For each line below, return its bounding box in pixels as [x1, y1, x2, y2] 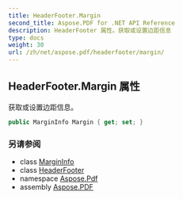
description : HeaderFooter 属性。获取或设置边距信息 [8, 26, 172, 34]
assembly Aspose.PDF [19, 182, 93, 191]
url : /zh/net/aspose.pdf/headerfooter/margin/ [8, 48, 165, 56]
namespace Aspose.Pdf [19, 174, 98, 183]
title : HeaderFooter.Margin [8, 11, 101, 20]
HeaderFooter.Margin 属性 [8, 80, 140, 94]
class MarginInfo [19, 156, 74, 166]
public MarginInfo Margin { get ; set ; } [8, 118, 144, 126]
